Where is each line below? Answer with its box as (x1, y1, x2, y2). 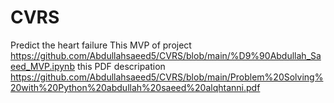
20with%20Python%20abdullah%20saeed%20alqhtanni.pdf (10, 81, 261, 93)
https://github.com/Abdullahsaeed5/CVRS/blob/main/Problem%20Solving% (10, 71, 324, 83)
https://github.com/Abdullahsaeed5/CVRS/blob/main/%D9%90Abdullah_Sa (10, 49, 322, 61)
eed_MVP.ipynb (10, 60, 75, 72)
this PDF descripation (76, 60, 166, 72)
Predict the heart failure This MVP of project (10, 39, 192, 51)
